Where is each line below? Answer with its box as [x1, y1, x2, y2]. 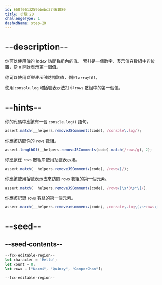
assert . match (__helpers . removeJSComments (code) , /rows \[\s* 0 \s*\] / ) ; [5, 185, 148, 190]
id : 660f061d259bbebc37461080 [5, 7, 66, 12]
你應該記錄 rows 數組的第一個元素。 [5, 195, 76, 201]
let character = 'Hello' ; [5, 257, 57, 262]
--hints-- [5, 102, 42, 113]
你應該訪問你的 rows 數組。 [5, 138, 59, 143]
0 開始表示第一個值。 [18, 64, 61, 70]
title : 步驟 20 [5, 12, 34, 16]
